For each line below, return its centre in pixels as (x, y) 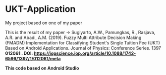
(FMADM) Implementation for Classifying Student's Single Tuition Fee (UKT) (83, 42)
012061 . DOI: (19, 53)
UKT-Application (40, 9)
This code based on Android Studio (42, 68)
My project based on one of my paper (44, 23)
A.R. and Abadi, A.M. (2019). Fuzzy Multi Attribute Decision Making (73, 37)
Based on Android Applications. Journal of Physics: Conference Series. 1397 (83, 48)
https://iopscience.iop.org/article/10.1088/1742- (85, 53)
